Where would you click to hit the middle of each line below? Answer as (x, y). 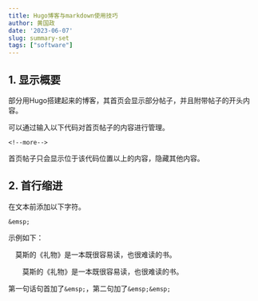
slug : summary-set (39, 38)
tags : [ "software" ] (41, 46)
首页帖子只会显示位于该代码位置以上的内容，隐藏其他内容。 (106, 158)
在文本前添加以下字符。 (47, 206)
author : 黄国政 (32, 23)
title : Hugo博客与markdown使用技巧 (63, 16)
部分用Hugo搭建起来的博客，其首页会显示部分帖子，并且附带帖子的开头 (126, 100)
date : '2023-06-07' (41, 30)
